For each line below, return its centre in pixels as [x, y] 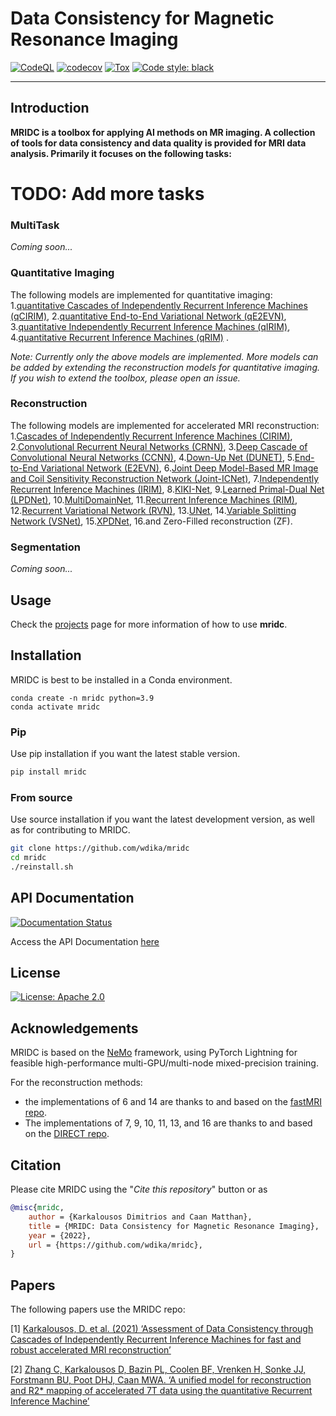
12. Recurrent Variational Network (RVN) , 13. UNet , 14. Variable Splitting [153, 510]
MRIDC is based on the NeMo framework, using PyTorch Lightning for [154, 1053]
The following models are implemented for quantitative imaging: [141, 294]
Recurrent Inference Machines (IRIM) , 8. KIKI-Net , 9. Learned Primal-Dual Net [167, 489]
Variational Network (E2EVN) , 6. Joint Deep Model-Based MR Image [179, 468]
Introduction [50, 108]
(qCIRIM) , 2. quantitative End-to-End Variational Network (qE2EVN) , [148, 316]
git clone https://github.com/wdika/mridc [100, 848]
